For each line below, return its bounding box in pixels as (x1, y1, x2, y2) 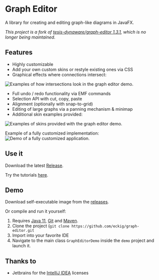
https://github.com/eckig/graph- (71, 224, 139, 229)
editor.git (12, 228, 35, 233)
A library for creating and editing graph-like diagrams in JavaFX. (5, 20, 134, 25)
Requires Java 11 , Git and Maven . (12, 218, 79, 224)
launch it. (12, 243, 31, 249)
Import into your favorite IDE (12, 233, 69, 239)
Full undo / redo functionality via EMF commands (12, 90, 111, 96)
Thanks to (5, 257, 37, 265)
